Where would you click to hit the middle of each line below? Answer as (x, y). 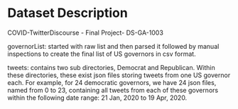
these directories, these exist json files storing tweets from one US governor (119, 75)
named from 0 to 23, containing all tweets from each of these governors (113, 90)
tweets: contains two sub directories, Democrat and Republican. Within (111, 67)
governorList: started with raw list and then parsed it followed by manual (113, 46)
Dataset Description (67, 13)
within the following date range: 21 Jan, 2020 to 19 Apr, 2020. (97, 98)
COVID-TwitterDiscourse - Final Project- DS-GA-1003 (85, 33)
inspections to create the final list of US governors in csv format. (102, 54)
